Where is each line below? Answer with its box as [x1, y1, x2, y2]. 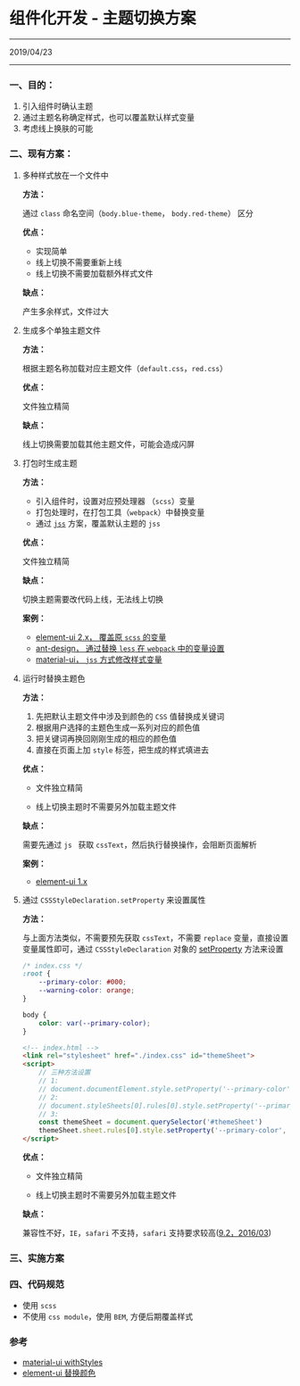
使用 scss [21, 1300, 57, 1311]
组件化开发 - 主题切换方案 [9, 8, 196, 29]
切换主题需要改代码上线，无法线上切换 [21, 593, 163, 604]
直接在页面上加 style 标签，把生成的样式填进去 [35, 744, 210, 755]
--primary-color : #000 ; [38, 978, 127, 987]
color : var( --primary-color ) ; [38, 1018, 151, 1027]
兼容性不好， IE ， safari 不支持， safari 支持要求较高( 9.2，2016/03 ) [21, 1228, 272, 1239]
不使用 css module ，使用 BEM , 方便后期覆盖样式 [21, 1311, 194, 1322]
